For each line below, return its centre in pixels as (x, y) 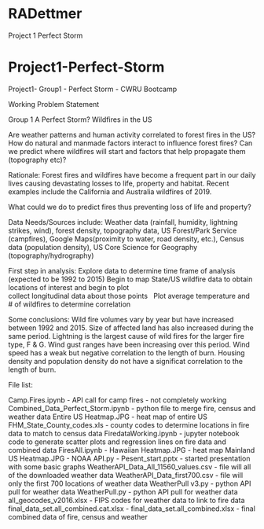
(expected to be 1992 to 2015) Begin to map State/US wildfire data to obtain (130, 279)
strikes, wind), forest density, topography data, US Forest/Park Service (123, 230)
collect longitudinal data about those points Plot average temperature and (129, 296)
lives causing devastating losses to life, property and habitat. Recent (119, 183)
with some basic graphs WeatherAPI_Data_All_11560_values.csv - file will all (130, 467)
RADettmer (45, 14)
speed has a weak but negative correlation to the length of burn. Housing (126, 353)
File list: (20, 384)
